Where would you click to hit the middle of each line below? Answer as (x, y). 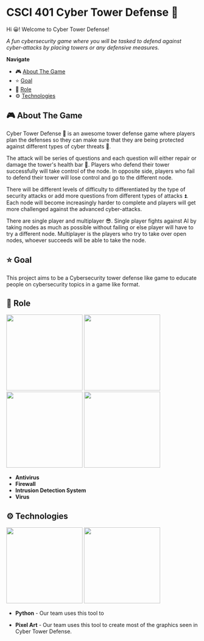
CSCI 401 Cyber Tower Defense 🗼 (92, 12)
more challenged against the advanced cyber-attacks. (74, 209)
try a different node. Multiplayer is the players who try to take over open (97, 234)
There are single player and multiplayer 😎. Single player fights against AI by (101, 221)
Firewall (25, 484)
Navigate (18, 59)
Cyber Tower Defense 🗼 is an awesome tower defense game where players (101, 133)
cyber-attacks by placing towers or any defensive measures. (83, 47)
